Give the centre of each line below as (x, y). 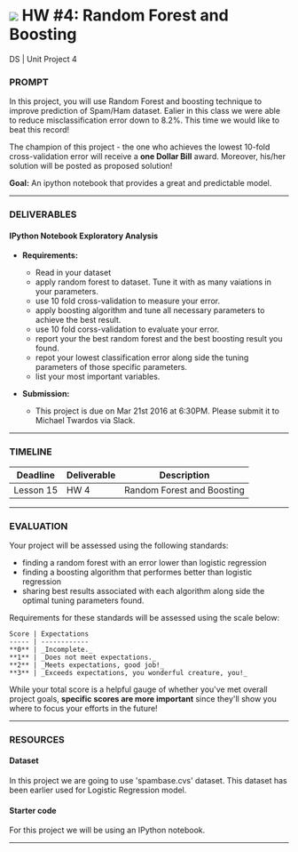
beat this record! (39, 130)
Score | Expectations (49, 634)
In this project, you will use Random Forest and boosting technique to (136, 101)
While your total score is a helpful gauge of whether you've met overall (138, 689)
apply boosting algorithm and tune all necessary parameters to (150, 310)
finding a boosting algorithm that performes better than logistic (137, 572)
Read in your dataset (73, 273)
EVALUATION (39, 526)
